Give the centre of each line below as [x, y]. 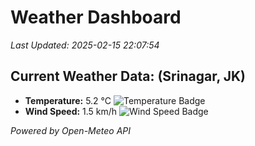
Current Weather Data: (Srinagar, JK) [128, 76]
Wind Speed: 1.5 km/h [71, 111]
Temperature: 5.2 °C [68, 100]
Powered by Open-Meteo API [71, 130]
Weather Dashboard [96, 17]
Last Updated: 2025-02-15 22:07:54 [85, 45]
